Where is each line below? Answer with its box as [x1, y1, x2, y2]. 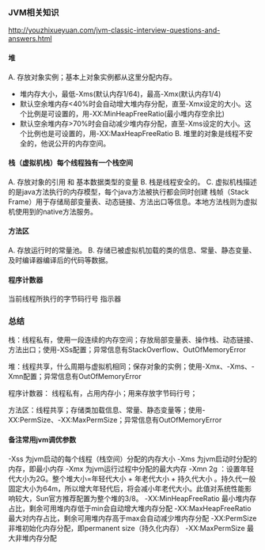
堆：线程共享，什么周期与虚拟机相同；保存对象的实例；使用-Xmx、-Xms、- [8, 362, 255, 371]
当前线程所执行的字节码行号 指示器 [8, 294, 121, 304]
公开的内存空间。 [54, 138, 111, 148]
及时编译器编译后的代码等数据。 [8, 255, 112, 264]
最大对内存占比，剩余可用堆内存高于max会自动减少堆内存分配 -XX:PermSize [8, 513, 257, 523]
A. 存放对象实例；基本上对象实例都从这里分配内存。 [8, 72, 176, 82]
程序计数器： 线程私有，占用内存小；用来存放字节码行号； [8, 389, 198, 398]
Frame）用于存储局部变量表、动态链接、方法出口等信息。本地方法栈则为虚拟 [8, 196, 258, 207]
